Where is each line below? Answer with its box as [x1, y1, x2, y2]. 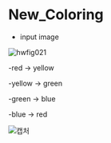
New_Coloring [8, 6, 104, 24]
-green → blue [8, 93, 56, 103]
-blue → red [8, 109, 48, 119]
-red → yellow [8, 62, 54, 73]
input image [19, 32, 60, 42]
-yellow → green [8, 78, 63, 88]
